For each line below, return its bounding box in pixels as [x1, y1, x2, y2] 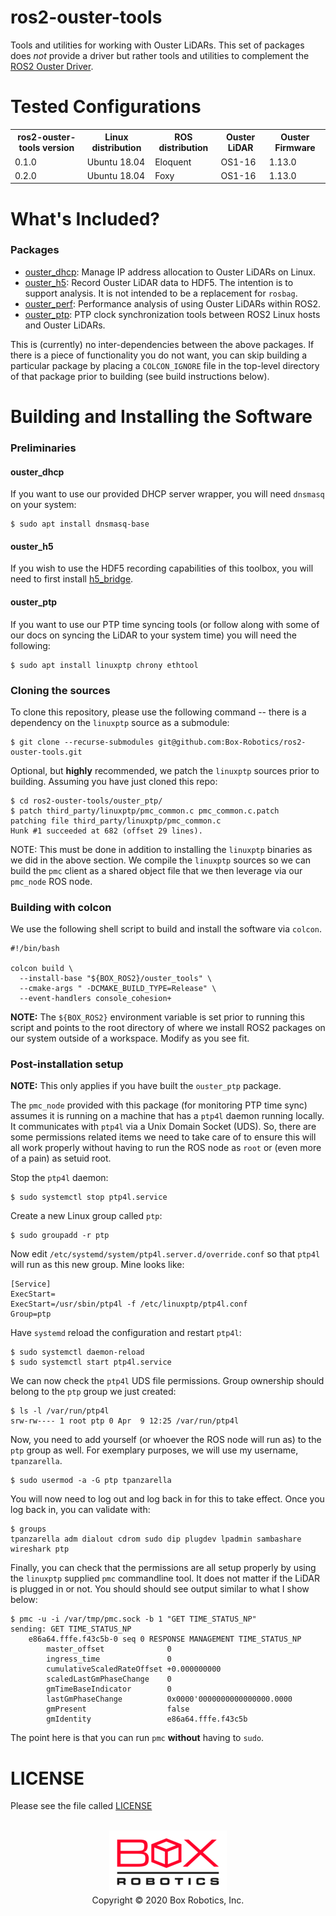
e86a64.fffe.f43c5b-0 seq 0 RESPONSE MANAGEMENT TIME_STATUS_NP [28, 1634, 302, 1645]
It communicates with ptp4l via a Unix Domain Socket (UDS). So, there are [10, 1121, 317, 1133]
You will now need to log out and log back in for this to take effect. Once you [10, 1493, 325, 1505]
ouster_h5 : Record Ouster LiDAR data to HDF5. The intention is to [24, 276, 294, 288]
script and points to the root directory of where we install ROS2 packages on [10, 1022, 326, 1034]
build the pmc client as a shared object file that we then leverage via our [10, 864, 303, 876]
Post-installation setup [10, 1057, 124, 1071]
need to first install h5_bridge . [10, 573, 134, 585]
